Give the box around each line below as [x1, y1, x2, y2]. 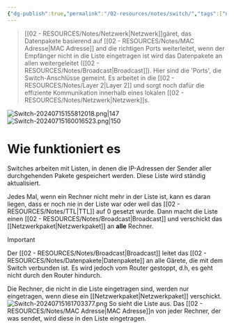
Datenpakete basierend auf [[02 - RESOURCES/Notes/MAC [24, 36, 195, 45]
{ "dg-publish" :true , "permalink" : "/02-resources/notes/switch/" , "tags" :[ [7, 10, 223, 17]
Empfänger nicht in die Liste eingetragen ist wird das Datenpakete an [24, 51, 223, 60]
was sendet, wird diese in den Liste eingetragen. [7, 314, 146, 322]
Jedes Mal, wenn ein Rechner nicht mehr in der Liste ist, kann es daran [7, 192, 211, 200]
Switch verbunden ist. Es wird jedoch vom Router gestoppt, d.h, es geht [7, 264, 214, 272]
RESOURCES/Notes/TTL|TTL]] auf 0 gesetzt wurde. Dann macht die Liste [7, 207, 218, 216]
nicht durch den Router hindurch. [7, 271, 102, 279]
